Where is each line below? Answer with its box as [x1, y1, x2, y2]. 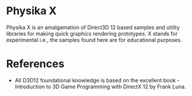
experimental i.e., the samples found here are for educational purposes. [6, 36, 182, 43]
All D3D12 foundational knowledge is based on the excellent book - [14, 76, 180, 84]
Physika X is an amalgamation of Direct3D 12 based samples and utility [6, 24, 180, 31]
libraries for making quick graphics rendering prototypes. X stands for [6, 30, 178, 37]
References [6, 57, 64, 71]
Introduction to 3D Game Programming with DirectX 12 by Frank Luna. [14, 83, 187, 90]
